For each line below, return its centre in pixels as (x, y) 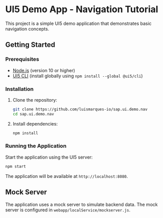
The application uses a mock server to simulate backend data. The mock (81, 204)
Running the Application (36, 146)
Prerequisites (22, 59)
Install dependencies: (35, 123)
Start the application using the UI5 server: (49, 157)
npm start (16, 166)
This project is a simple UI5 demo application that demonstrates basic (78, 23)
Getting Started (30, 45)
